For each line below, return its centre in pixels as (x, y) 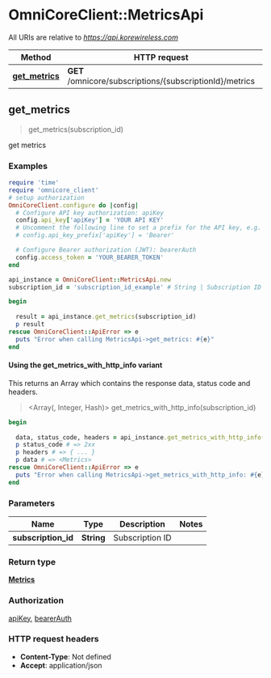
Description (142, 523)
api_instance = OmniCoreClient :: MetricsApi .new (90, 280)
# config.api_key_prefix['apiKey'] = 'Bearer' (95, 235)
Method (36, 57)
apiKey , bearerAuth (40, 618)
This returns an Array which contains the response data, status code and (129, 383)
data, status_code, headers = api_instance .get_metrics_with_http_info (139, 437)
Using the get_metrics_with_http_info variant (85, 365)
